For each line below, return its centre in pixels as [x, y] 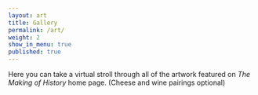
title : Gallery [33, 23]
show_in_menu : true [40, 45]
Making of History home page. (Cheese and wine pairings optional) [117, 82]
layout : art [27, 15]
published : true [35, 52]
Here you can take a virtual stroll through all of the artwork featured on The [129, 74]
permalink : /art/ [36, 30]
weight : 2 [24, 37]
